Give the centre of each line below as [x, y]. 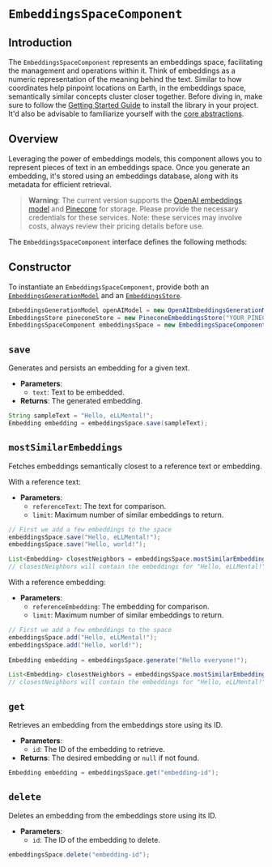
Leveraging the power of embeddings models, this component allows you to [135, 158]
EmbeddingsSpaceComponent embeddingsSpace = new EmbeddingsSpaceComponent [137, 325]
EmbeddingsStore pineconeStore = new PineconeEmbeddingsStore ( [117, 318]
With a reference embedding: [57, 582]
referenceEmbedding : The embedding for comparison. [121, 606]
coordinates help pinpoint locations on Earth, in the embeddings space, [127, 88]
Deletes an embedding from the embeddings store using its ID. [113, 815]
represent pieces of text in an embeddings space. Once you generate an [130, 167]
